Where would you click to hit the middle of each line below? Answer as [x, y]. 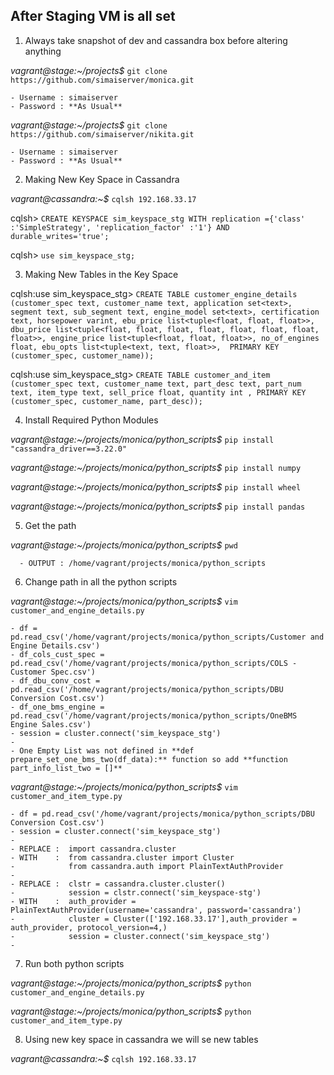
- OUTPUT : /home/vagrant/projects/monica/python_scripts [143, 563]
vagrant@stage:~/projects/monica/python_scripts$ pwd [124, 545]
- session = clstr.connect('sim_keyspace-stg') [136, 892]
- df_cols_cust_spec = [57, 654]
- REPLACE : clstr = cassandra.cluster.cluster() [118, 884]
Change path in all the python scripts [101, 581]
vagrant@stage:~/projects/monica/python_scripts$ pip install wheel [156, 486]
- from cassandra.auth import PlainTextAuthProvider [147, 866]
